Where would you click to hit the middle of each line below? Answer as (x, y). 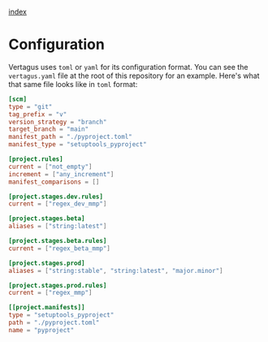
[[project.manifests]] (47, 308)
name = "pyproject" (41, 330)
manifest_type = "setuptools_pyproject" (78, 145)
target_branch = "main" (49, 129)
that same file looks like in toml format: (73, 84)
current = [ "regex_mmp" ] (50, 293)
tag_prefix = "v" (38, 114)
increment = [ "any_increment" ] (61, 174)
